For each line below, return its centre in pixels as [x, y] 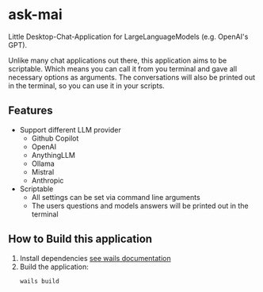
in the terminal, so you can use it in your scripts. [86, 86]
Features [30, 111]
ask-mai [36, 15]
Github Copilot [55, 138]
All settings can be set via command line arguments [116, 197]
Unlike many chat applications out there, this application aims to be [118, 60]
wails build [39, 281]
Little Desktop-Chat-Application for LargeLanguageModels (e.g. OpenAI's [128, 36]
